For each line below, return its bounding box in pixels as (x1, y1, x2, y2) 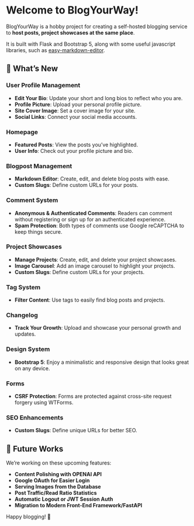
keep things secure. (14, 228, 63, 235)
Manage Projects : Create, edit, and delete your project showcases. (14, 256, 177, 263)
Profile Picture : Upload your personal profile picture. (14, 101, 142, 108)
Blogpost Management (6, 162, 72, 170)
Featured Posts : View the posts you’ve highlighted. (14, 141, 138, 148)
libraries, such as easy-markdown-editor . (6, 46, 105, 53)
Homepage (6, 128, 38, 136)
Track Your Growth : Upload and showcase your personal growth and (14, 325, 181, 332)
